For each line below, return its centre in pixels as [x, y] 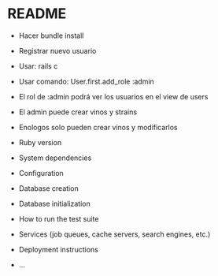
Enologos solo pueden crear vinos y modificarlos [98, 127]
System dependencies [55, 158]
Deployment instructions [59, 249]
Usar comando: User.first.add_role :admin [86, 81]
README [37, 14]
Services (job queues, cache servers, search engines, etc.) [115, 234]
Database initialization [55, 203]
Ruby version [40, 142]
